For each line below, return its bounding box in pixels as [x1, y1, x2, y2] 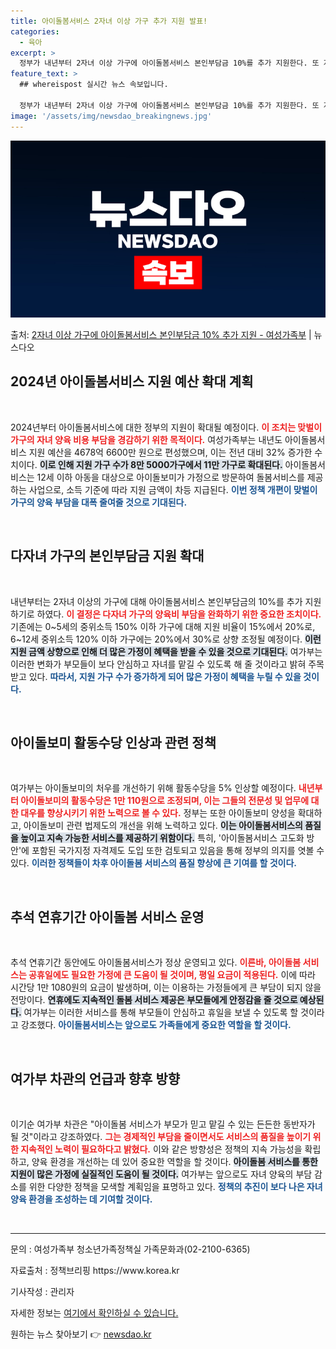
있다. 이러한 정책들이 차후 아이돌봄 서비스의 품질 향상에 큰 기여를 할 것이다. [10, 857, 297, 869]
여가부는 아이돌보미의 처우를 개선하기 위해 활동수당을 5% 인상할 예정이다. [10, 782, 297, 794]
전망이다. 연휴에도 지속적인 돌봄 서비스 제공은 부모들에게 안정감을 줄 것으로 [10, 994, 298, 1006]
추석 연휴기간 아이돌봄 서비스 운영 [10, 908, 205, 925]
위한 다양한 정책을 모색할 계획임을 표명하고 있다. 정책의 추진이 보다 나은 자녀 [28, 1181, 323, 1193]
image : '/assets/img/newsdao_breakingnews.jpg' [10, 111, 213, 121]
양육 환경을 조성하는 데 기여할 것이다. [10, 1193, 153, 1205]
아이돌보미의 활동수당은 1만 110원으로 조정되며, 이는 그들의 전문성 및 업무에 [20, 795, 310, 807]
